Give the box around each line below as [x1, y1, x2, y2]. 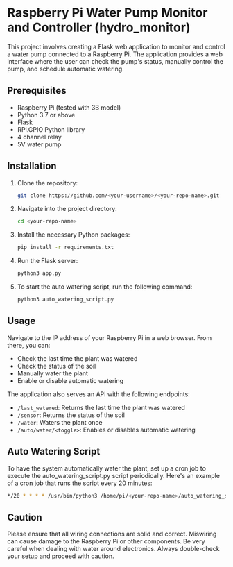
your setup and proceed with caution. [7, 552, 114, 560]
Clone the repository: [17, 178, 78, 187]
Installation [7, 160, 57, 172]
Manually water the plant [17, 369, 89, 378]
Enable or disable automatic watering [17, 376, 123, 384]
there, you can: [7, 341, 51, 349]
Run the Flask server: [17, 257, 78, 265]
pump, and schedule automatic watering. [7, 65, 125, 73]
